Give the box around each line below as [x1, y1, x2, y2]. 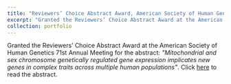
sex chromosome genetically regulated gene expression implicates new [7, 56, 211, 64]
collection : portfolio [7, 23, 72, 29]
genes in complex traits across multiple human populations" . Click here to [7, 63, 217, 72]
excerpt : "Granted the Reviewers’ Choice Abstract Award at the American [7, 16, 223, 23]
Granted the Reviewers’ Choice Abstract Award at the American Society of [7, 42, 218, 50]
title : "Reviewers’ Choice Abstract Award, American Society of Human [7, 10, 214, 17]
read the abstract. [7, 70, 58, 79]
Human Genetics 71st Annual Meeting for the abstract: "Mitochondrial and [7, 48, 217, 57]
